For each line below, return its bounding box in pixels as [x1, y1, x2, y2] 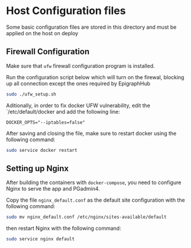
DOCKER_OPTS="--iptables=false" [6, 119, 85, 125]
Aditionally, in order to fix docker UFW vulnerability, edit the [6, 101, 150, 109]
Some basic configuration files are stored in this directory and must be [6, 23, 177, 30]
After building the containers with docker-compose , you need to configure [6, 179, 182, 186]
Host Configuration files [6, 4, 126, 18]
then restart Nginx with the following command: [6, 225, 122, 232]
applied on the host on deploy [6, 29, 78, 36]
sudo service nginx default [6, 236, 75, 242]
